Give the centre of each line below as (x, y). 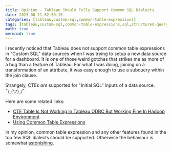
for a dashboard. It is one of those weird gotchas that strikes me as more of (85, 59)
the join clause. (21, 75)
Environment (26, 117)
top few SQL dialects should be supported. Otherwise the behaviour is (79, 137)
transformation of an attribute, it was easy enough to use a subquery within (85, 70)
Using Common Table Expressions (49, 122)
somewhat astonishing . (30, 143)
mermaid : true (20, 34)
